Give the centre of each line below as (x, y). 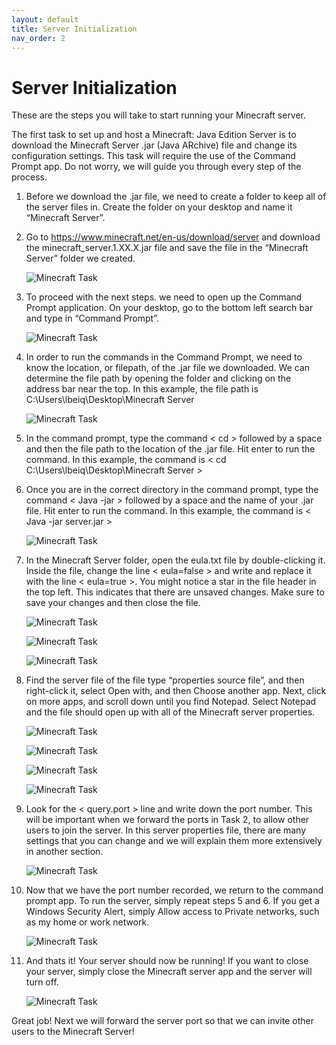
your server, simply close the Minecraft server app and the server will (169, 972)
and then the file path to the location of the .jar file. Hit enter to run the (170, 449)
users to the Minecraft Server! (73, 1032)
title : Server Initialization (74, 29)
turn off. (42, 982)
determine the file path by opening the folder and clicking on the (158, 378)
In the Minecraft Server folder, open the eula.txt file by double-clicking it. (175, 560)
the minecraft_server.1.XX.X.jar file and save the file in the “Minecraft (167, 248)
